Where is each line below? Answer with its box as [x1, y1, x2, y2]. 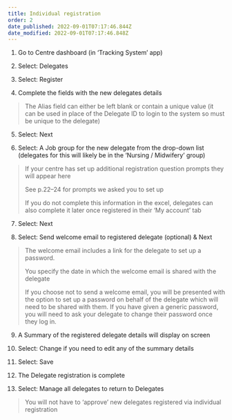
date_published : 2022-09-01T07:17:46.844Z [8, 23, 132, 30]
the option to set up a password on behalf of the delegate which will [24, 295, 218, 304]
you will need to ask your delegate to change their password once [24, 310, 213, 319]
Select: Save [17, 358, 54, 366]
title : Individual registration [8, 10, 101, 17]
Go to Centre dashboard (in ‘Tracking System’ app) [17, 49, 163, 57]
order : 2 [8, 17, 33, 24]
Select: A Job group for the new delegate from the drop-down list [17, 143, 204, 152]
